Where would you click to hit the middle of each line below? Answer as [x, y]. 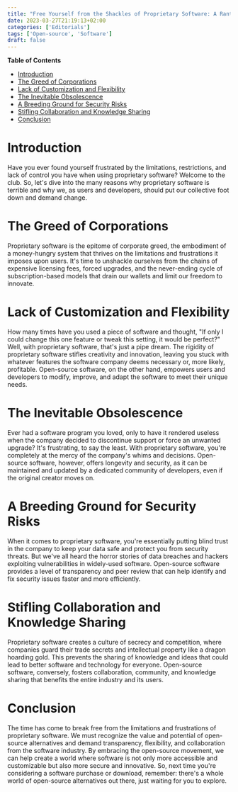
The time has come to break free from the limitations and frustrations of [112, 728]
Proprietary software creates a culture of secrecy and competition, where [114, 642]
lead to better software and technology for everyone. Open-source [105, 664]
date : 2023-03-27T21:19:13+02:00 [57, 21]
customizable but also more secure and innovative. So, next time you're [112, 765]
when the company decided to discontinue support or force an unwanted [114, 440]
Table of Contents [34, 60]
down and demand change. [47, 198]
